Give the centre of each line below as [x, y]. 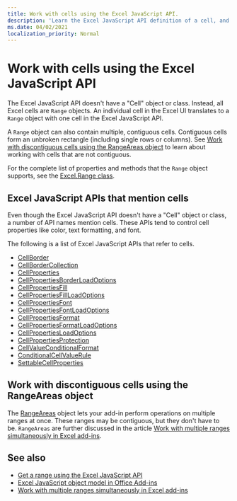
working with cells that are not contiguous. [69, 155]
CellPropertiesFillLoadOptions [61, 295]
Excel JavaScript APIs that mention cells [98, 198]
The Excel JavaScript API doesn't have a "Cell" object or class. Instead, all [116, 103]
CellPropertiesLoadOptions [57, 333]
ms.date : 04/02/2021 [38, 27]
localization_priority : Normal [53, 34]
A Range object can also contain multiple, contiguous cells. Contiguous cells [117, 132]
